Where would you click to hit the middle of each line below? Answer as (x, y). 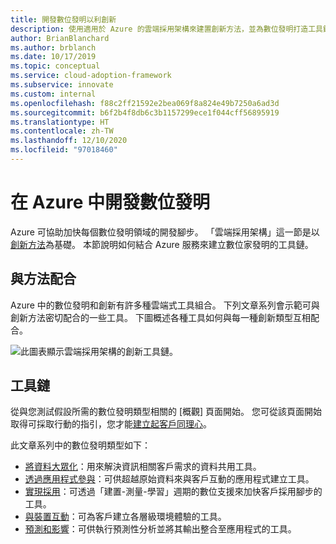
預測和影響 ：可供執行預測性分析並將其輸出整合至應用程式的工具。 (160, 529)
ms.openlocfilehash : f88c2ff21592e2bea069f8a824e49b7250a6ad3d (145, 103)
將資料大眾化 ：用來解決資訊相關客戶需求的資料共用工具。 (143, 467)
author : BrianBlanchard (60, 38)
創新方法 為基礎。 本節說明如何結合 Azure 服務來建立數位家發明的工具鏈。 (162, 244)
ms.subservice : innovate (62, 85)
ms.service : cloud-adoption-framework (91, 76)
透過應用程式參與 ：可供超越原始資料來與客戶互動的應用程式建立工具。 (169, 479)
